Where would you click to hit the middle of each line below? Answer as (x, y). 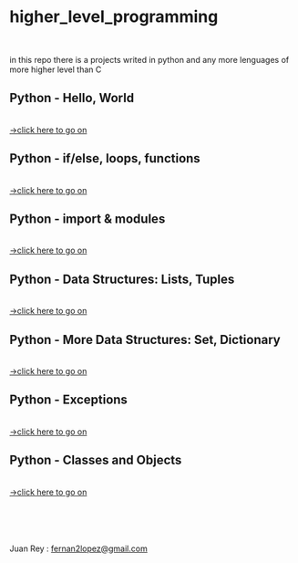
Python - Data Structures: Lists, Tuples (122, 279)
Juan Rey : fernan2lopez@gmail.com (78, 548)
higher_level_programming (114, 17)
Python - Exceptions (68, 400)
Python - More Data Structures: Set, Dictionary (145, 339)
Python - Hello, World (72, 98)
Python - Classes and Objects (96, 460)
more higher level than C (56, 69)
